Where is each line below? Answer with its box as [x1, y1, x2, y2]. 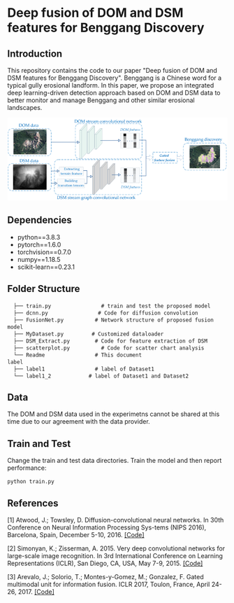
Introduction [7, 48, 63, 60]
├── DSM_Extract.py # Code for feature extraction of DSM [13, 338, 208, 345]
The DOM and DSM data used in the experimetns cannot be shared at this [7, 410, 220, 418]
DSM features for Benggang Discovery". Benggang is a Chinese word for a [7, 74, 222, 82]
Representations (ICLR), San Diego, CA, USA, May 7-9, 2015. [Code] [7, 559, 203, 567]
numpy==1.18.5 [17, 255, 61, 263]
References [7, 497, 59, 509]
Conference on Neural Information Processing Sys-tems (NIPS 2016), [7, 523, 207, 532]
